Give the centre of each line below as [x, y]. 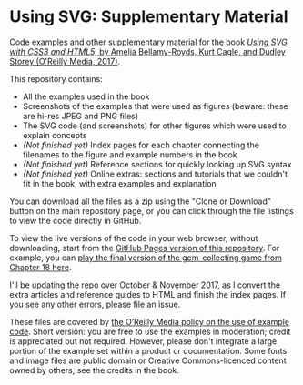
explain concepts [55, 135]
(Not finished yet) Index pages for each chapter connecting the [141, 145]
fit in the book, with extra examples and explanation [119, 183]
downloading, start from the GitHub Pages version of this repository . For [145, 248]
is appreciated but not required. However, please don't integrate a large [143, 341]
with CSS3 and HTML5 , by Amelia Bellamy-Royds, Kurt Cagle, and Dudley [148, 51]
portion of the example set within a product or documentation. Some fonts [148, 350]
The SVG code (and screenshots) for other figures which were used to [154, 126]
